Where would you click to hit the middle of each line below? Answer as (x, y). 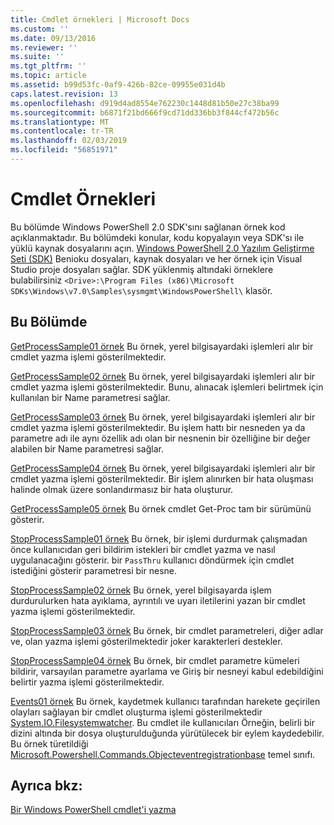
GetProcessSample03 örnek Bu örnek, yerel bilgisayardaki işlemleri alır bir (163, 417)
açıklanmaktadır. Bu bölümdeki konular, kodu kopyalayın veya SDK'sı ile (157, 237)
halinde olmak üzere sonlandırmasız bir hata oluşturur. (122, 489)
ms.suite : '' (37, 57)
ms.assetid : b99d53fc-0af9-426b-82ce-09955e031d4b (118, 85)
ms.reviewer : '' (44, 47)
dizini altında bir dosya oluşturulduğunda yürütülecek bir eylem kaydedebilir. (167, 733)
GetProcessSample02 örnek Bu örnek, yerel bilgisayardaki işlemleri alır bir (163, 376)
